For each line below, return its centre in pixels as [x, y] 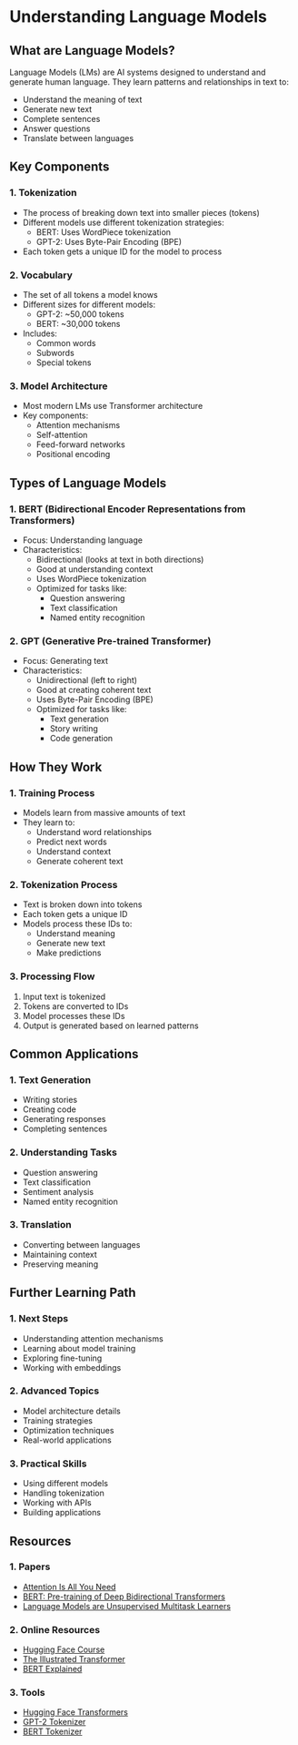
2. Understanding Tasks [64, 1152]
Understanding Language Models [139, 17]
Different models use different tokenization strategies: [123, 222]
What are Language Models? [92, 51]
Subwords [55, 352]
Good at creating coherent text [94, 690]
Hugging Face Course [64, 1649]
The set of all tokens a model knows [90, 294]
